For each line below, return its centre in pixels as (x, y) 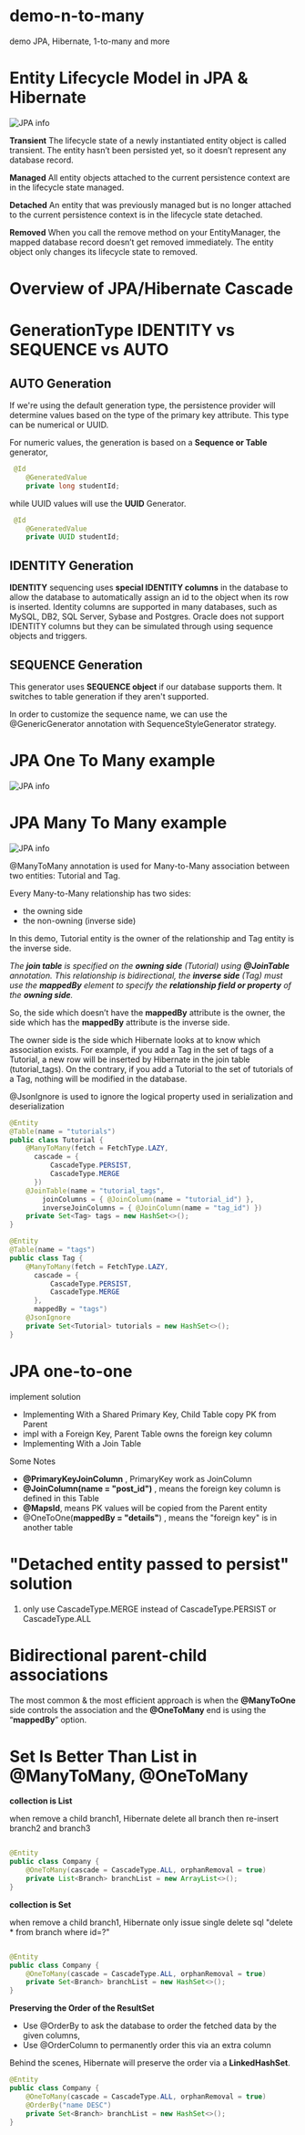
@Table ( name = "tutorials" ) (63, 1131)
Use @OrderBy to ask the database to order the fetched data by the (150, 2026)
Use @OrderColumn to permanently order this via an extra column (147, 2046)
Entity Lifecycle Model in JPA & (129, 78)
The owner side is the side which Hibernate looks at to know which (135, 1040)
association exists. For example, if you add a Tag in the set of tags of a (142, 1049)
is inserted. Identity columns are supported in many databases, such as (143, 607)
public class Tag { (46, 1258)
